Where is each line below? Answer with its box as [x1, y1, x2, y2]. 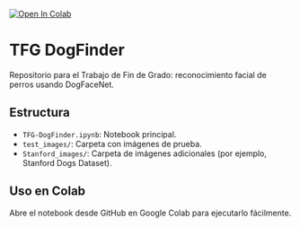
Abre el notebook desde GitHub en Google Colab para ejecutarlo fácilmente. [9, 207, 292, 218]
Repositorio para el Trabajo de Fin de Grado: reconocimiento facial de [9, 69, 267, 80]
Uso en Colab [9, 184, 86, 199]
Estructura [9, 105, 70, 120]
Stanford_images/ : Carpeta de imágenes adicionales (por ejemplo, [22, 148, 268, 159]
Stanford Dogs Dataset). [22, 157, 112, 168]
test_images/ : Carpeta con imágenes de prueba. [22, 138, 202, 149]
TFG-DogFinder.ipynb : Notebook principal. [22, 128, 177, 139]
